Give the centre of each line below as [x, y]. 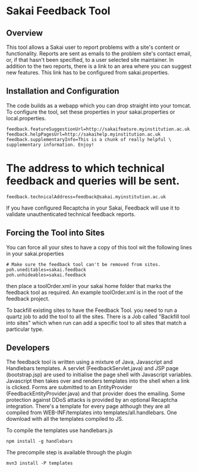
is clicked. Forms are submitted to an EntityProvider [69, 387]
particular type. [25, 329]
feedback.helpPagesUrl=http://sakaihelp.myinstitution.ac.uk [84, 134]
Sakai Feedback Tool [58, 11]
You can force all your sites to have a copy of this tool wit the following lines [99, 247]
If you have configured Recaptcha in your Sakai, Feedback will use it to [93, 208]
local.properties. [26, 118]
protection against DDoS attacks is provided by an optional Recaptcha [92, 400]
